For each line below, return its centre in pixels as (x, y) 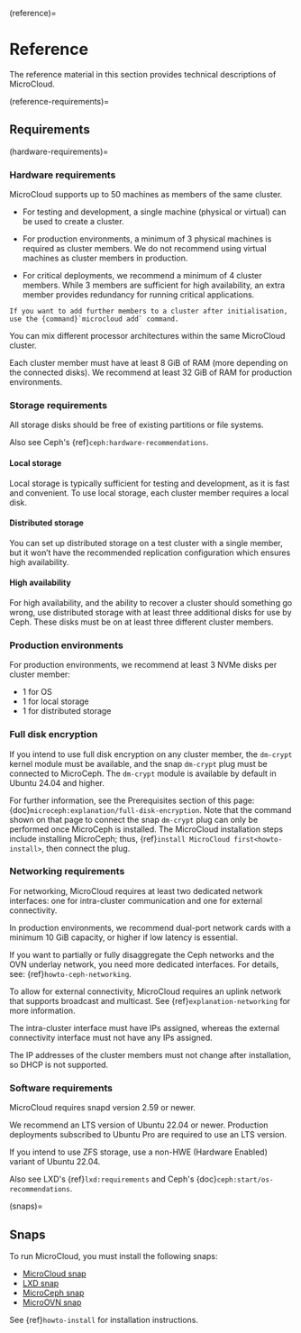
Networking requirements (67, 872)
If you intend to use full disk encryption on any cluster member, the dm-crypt (151, 754)
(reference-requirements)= (59, 101)
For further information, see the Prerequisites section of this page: (132, 800)
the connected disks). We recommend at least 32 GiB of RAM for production (151, 372)
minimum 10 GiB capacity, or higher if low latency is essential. (124, 937)
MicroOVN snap (52, 1302)
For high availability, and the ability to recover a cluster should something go (151, 602)
